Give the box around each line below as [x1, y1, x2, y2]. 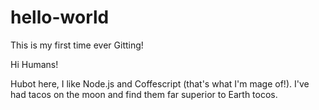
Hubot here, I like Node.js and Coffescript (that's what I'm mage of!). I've [10, 77, 310, 90]
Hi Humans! [10, 58, 59, 70]
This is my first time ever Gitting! [10, 39, 144, 51]
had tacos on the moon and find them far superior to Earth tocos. [10, 88, 278, 100]
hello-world [10, 6, 110, 29]
